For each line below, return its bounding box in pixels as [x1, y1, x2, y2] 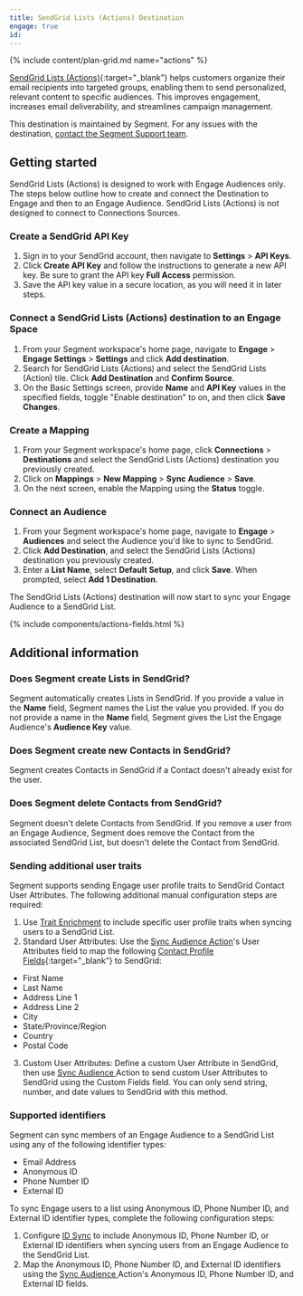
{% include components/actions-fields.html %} [9, 619, 185, 630]
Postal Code [22, 1040, 69, 1051]
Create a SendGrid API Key [9, 230, 129, 243]
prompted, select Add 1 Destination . [22, 574, 158, 585]
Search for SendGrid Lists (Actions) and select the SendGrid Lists [22, 363, 267, 374]
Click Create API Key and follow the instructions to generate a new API [22, 260, 287, 272]
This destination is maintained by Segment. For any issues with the [9, 119, 258, 129]
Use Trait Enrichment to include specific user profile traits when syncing [22, 916, 292, 928]
